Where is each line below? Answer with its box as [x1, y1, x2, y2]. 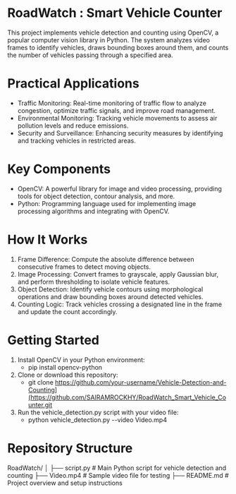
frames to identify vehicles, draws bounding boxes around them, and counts [7, 43, 229, 52]
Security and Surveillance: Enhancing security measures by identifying [17, 128, 223, 137]
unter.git [27, 400, 53, 409]
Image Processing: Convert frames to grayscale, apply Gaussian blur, [17, 270, 219, 278]
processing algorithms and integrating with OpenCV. [17, 207, 170, 215]
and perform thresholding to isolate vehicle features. [17, 277, 170, 286]
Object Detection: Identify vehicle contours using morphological [17, 284, 204, 294]
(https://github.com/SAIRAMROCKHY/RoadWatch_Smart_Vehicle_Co [27, 393, 227, 402]
